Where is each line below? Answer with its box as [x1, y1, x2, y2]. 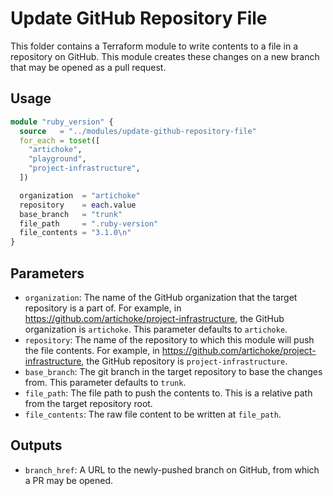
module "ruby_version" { [10, 117, 114, 127]
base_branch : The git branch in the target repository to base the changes [24, 365, 323, 377]
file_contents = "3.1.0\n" [19, 228, 132, 238]
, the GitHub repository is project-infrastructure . [81, 355, 288, 367]
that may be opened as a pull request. [10, 61, 167, 73]
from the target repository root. [24, 397, 153, 409]
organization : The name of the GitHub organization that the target [24, 291, 298, 303]
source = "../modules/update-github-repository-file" [19, 126, 257, 136]
